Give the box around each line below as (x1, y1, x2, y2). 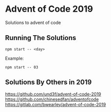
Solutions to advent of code (5, 20, 61, 25)
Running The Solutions (5, 34, 77, 42)
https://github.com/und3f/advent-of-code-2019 (5, 91, 102, 97)
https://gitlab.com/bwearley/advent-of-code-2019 (5, 101, 106, 107)
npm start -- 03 (5, 65, 38, 69)
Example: (5, 55, 24, 61)
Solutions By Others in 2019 (5, 78, 92, 87)
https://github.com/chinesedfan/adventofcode (5, 96, 99, 102)
